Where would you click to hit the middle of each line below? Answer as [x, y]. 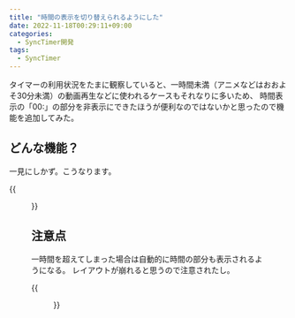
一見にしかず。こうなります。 [63, 171]
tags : [19, 50]
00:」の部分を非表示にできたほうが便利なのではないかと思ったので [154, 106]
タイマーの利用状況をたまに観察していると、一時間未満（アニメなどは [136, 84]
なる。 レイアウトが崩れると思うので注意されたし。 [140, 269]
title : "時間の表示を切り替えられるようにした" [86, 17]
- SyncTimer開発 [45, 42]
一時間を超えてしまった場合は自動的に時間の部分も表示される [143, 259]
